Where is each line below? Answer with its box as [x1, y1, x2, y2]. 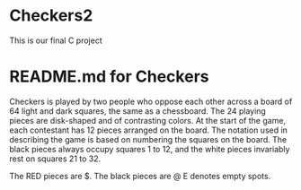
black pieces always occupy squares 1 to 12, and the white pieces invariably [9, 143, 290, 154]
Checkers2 [9, 5, 93, 26]
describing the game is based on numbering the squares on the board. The [9, 134, 288, 144]
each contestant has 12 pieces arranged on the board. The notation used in [9, 125, 288, 135]
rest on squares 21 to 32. [9, 153, 102, 164]
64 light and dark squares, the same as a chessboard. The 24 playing [9, 105, 267, 117]
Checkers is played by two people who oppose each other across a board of [9, 96, 293, 107]
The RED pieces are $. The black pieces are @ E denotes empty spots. [9, 170, 271, 181]
